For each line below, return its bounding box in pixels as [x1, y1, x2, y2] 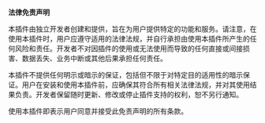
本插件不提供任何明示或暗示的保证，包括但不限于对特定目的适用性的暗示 [8, 71, 243, 79]
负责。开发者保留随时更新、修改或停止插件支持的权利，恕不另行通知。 [14, 90, 243, 99]
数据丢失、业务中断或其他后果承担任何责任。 [21, 54, 167, 63]
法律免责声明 [8, 8, 50, 16]
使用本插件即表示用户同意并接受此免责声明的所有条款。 [8, 107, 188, 116]
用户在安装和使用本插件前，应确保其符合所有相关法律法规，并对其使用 [21, 80, 250, 89]
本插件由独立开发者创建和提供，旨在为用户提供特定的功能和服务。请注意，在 [8, 24, 257, 34]
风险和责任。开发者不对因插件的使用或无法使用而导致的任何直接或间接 [14, 44, 243, 53]
